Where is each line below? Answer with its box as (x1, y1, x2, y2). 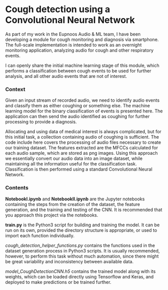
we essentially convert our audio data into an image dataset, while (5, 155, 143, 161)
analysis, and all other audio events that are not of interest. (5, 73, 127, 79)
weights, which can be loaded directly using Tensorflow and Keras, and (5, 273, 154, 279)
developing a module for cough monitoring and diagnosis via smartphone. (5, 36, 159, 43)
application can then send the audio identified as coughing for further (5, 113, 150, 119)
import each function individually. (5, 232, 75, 238)
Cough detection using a (5, 4, 110, 15)
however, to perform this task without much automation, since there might (5, 253, 159, 259)
